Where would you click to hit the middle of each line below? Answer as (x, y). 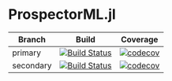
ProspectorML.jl (62, 15)
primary (27, 53)
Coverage (140, 39)
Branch (32, 39)
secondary (32, 65)
